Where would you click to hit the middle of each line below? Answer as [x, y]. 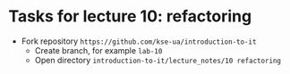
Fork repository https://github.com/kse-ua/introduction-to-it [139, 41]
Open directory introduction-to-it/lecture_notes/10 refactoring [158, 60]
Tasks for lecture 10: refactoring [130, 16]
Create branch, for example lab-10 [98, 50]
